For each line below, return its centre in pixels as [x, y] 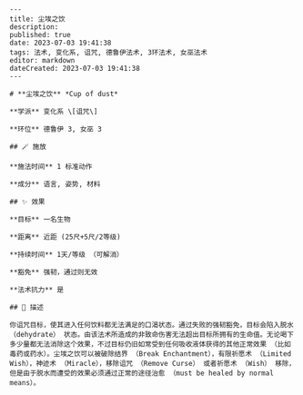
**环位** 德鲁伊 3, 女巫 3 [56, 129]
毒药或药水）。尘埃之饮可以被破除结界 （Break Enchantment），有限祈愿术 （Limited [151, 354]
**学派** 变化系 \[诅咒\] [54, 112]
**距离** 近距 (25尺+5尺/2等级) [65, 237]
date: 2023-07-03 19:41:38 [61, 43]
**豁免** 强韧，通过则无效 [54, 272]
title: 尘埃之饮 [37, 19]
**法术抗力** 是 [37, 290]
